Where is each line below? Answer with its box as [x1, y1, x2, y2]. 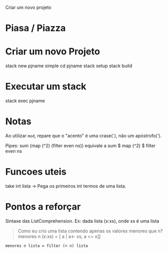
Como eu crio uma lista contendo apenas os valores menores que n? [17, 228, 163, 234]
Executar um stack [5, 81, 87, 92]
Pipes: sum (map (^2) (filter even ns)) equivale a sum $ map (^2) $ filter [5, 143, 156, 148]
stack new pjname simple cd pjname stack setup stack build [5, 63, 132, 69]
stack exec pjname [5, 98, 45, 104]
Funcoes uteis [5, 166, 67, 178]
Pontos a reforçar [5, 201, 81, 212]
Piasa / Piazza [5, 23, 66, 34]
